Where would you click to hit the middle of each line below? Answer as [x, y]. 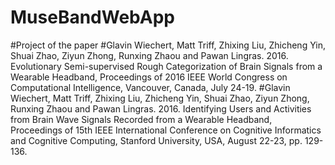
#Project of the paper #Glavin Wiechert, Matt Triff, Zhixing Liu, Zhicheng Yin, [168, 45]
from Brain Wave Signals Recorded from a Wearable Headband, [141, 119]
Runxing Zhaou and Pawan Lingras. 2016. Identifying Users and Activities [161, 108]
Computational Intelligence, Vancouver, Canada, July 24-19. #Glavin [150, 87]
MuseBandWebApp [92, 17]
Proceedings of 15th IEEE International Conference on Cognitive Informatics [166, 130]
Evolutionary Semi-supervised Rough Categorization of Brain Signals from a [166, 66]
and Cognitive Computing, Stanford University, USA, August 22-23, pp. [156, 140]
